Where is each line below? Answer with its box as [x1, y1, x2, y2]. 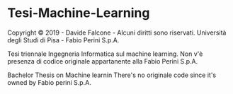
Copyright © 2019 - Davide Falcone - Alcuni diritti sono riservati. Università [7, 28, 227, 37]
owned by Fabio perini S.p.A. [7, 78, 92, 86]
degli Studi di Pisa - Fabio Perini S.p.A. [7, 35, 120, 44]
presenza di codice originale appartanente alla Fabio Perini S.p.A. [7, 57, 198, 65]
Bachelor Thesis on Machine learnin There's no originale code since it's [7, 71, 217, 79]
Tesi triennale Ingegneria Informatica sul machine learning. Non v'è [7, 49, 203, 58]
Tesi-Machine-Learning [7, 5, 150, 21]
